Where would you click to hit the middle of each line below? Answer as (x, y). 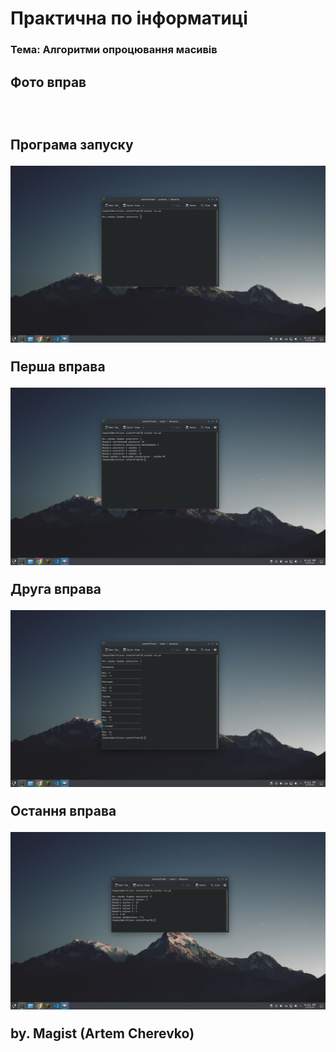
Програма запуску (72, 144)
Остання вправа (63, 811)
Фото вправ (48, 82)
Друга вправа (56, 588)
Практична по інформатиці (129, 18)
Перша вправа (58, 367)
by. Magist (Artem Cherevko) (102, 1033)
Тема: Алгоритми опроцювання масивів (114, 50)
